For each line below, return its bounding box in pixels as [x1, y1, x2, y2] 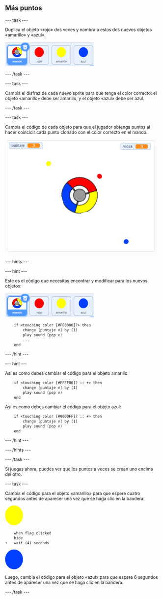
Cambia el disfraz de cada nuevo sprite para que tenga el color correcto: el [5, 90, 157, 96]
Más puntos [5, 4, 43, 12]
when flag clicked [14, 530, 52, 535]
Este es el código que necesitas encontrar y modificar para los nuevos [5, 278, 148, 283]
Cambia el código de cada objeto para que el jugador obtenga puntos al [5, 124, 151, 130]
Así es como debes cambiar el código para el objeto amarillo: [5, 370, 129, 376]
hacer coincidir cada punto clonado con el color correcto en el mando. [5, 129, 148, 135]
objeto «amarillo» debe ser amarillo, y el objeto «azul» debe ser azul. [5, 95, 145, 101]
